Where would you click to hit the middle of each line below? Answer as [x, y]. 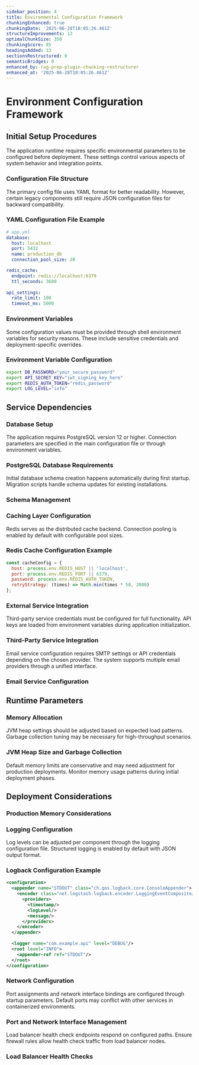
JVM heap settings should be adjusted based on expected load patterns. [95, 731]
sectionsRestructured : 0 [37, 56]
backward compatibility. [36, 204]
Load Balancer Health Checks [50, 1056]
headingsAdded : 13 [29, 51]
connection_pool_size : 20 [44, 260]
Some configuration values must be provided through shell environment [94, 332]
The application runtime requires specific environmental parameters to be [96, 151]
